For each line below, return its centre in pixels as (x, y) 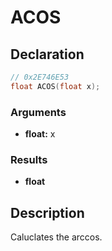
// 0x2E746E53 (40, 77)
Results (29, 159)
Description (47, 212)
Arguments (38, 112)
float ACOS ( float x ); (55, 86)
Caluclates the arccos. (56, 237)
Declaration (47, 54)
